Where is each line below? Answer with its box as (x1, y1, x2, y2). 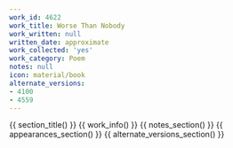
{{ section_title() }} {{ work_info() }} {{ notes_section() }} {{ (9, 120, 223, 130)
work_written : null (9, 29, 82, 38)
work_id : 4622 (9, 12, 62, 22)
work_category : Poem (9, 54, 86, 63)
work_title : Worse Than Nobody (9, 21, 125, 30)
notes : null (9, 63, 53, 72)
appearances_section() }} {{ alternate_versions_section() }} (9, 129, 225, 140)
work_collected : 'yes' (9, 46, 93, 55)
